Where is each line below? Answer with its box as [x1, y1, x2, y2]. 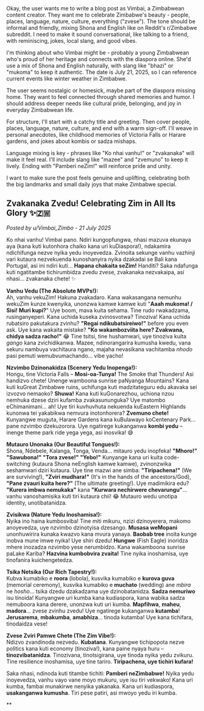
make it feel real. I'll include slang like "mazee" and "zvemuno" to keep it [6, 156, 188, 163]
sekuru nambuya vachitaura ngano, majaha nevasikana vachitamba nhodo [6, 345, 193, 352]
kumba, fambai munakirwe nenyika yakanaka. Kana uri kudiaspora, [6, 682, 174, 690]
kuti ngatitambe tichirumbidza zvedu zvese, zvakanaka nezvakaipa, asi [6, 268, 185, 275]
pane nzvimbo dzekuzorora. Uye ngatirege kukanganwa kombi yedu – [6, 422, 183, 429]
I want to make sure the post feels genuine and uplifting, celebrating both [6, 174, 190, 181]
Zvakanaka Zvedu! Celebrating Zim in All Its [6, 199, 176, 209]
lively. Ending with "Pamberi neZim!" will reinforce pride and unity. [6, 162, 172, 169]
